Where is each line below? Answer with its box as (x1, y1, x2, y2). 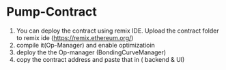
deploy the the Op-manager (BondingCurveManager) (16, 48, 167, 56)
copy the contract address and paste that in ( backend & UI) (16, 55, 185, 63)
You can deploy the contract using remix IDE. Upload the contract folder (16, 27, 219, 35)
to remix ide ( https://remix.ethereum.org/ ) (16, 33, 134, 41)
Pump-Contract (6, 4, 97, 20)
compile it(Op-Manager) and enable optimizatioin (16, 41, 155, 49)
